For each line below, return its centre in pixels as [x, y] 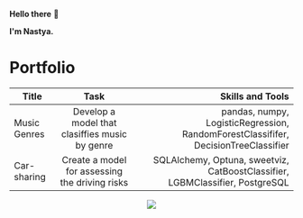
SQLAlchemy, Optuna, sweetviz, [221, 159]
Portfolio [42, 68]
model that [94, 123]
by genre [94, 145]
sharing [30, 177]
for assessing [94, 171]
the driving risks [94, 182]
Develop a [94, 111]
